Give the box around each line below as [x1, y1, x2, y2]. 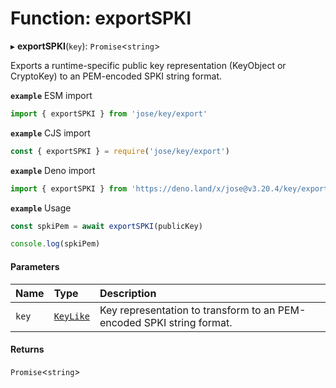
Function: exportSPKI [10, 7, 192, 30]
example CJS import [10, 127, 91, 139]
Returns [10, 343, 45, 356]
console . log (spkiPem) [10, 239, 101, 249]
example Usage [10, 202, 72, 214]
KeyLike [53, 310, 90, 322]
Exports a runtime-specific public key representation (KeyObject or [10, 59, 287, 71]
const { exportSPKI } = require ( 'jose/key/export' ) [10, 146, 230, 156]
